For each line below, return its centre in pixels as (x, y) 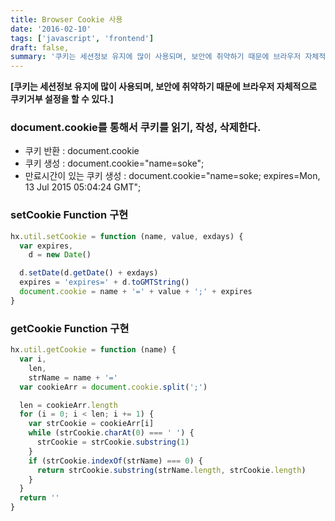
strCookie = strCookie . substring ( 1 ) (113, 442)
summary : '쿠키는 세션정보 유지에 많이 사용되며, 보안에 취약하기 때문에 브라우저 (156, 57)
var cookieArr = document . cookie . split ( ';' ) (113, 387)
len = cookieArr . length (68, 405)
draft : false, (40, 47)
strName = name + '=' (73, 377)
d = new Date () (60, 255)
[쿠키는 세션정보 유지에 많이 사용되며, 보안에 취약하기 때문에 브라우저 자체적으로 (164, 87)
